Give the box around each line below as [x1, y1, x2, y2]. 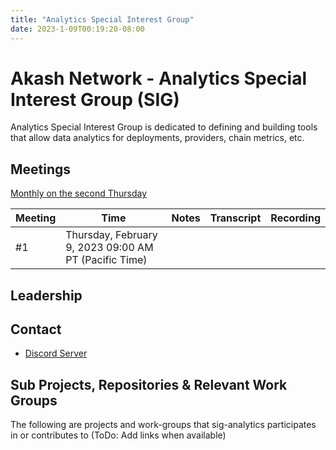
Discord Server [24, 347, 88, 360]
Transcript [209, 211, 262, 225]
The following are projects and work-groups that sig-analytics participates [10, 419, 317, 431]
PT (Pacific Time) [65, 253, 148, 267]
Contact [10, 321, 62, 338]
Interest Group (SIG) [10, 88, 180, 111]
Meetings [10, 161, 72, 178]
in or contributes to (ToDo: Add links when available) [10, 429, 227, 441]
